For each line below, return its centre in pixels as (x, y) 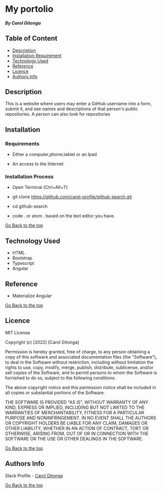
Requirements (22, 144)
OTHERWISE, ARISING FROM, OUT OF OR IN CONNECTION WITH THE (77, 433)
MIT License (18, 333)
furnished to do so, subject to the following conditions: (60, 378)
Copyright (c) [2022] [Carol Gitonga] (42, 342)
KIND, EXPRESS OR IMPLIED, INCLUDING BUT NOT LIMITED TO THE (75, 407)
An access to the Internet (38, 164)
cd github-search (30, 206)
